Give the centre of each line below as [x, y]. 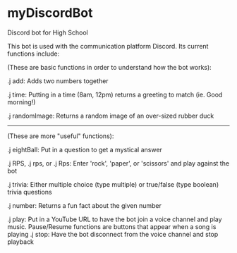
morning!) [22, 102]
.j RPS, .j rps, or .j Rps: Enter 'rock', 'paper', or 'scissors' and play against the [119, 163]
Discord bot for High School [48, 32]
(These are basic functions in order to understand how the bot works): [109, 67]
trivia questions [30, 192]
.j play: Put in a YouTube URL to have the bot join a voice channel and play [115, 219]
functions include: [34, 54]
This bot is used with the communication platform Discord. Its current [108, 46]
